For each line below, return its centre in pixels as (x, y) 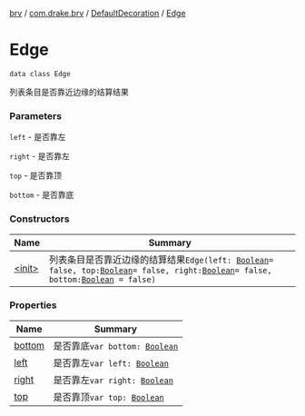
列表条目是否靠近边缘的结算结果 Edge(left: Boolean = (161, 260)
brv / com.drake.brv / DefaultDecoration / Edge (98, 13)
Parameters (35, 115)
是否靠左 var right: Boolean (113, 380)
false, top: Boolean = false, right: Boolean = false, (160, 270)
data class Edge (40, 74)
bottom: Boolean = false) (102, 279)
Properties (33, 305)
